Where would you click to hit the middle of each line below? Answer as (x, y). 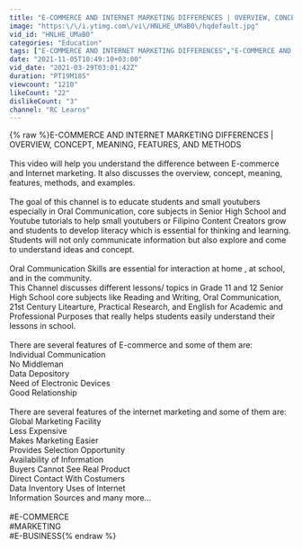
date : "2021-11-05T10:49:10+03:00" (76, 59)
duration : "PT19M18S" (50, 76)
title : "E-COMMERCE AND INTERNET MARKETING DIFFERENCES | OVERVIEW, (140, 18)
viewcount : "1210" (44, 84)
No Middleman (37, 364)
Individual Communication (58, 355)
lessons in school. (43, 326)
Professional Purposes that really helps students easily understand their (142, 316)
